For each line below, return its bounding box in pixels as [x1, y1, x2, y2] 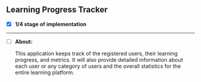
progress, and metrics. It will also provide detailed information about [14, 56, 184, 63]
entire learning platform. [14, 68, 75, 76]
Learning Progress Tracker [6, 5, 108, 15]
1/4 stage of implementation [14, 20, 87, 27]
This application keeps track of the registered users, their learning [14, 50, 178, 57]
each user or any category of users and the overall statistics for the [14, 62, 181, 70]
